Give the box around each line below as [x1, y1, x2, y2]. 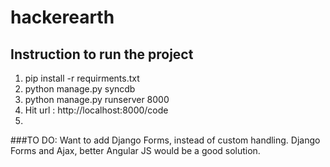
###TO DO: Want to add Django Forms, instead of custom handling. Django [10, 134, 321, 146]
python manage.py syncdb [24, 83, 136, 95]
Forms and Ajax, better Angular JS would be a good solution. [10, 145, 261, 156]
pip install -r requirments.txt [24, 72, 140, 84]
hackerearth [10, 6, 115, 29]
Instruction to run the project [10, 46, 194, 63]
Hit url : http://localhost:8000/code [24, 104, 169, 116]
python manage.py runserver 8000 [24, 94, 170, 105]
